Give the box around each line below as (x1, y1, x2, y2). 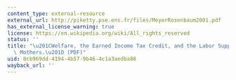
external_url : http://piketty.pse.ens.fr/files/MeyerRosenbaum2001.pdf (7, 17, 221, 24)
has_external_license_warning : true (7, 23, 114, 30)
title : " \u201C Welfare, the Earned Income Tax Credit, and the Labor (7, 42, 216, 49)
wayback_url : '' (7, 62, 55, 69)
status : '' (7, 36, 39, 43)
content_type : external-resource (7, 10, 105, 17)
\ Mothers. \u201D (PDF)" (13, 49, 86, 56)
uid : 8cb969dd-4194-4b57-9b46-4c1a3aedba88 (7, 56, 137, 63)
